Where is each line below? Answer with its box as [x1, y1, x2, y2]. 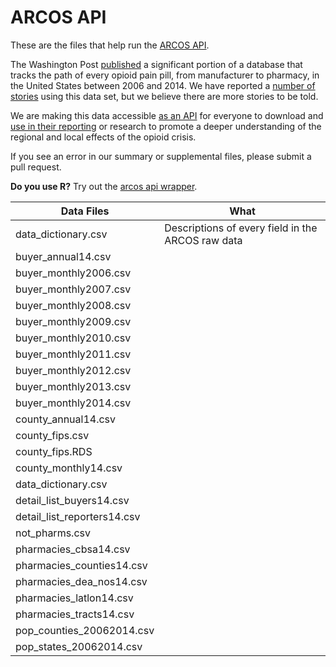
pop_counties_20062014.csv [15, 623, 155, 637]
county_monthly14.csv [15, 461, 123, 475]
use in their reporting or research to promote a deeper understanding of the [10, 120, 322, 132]
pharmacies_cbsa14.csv [15, 542, 131, 556]
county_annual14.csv [15, 412, 117, 426]
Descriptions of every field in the [164, 221, 318, 235]
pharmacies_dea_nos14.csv [15, 574, 148, 588]
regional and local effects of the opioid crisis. [10, 131, 197, 143]
